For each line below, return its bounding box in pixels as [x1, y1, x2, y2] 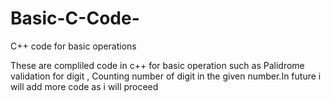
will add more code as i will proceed [10, 80, 159, 92]
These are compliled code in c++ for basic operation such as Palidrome [10, 59, 305, 71]
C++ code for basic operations [10, 40, 137, 52]
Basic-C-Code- [10, 7, 140, 30]
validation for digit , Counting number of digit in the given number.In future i [10, 70, 322, 82]
